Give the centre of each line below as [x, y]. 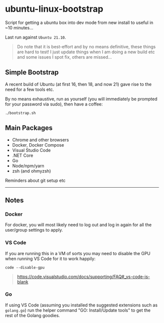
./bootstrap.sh [20, 113]
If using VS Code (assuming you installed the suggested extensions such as [81, 305]
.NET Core [22, 155]
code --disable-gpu [25, 267]
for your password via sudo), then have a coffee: [54, 104]
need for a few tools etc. [30, 89]
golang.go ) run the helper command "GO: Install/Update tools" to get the [78, 310]
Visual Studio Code [31, 150]
